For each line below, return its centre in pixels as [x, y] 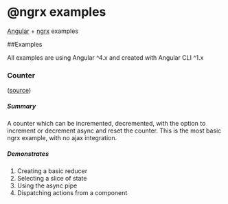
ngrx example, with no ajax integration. [62, 138]
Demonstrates [28, 154]
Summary [22, 106]
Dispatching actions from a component [72, 193]
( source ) [19, 91]
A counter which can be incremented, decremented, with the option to [106, 124]
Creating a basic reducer [52, 171]
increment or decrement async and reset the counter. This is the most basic [114, 131]
